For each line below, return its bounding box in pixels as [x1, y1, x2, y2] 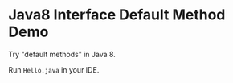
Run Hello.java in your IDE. [8, 64, 100, 74]
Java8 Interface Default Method [8, 6, 226, 24]
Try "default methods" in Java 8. [8, 49, 117, 59]
